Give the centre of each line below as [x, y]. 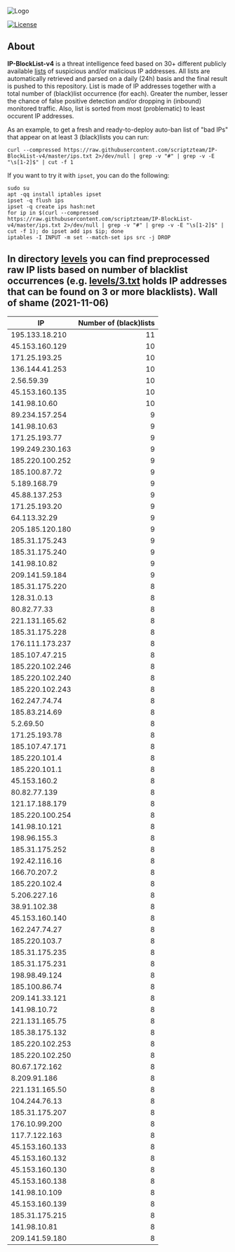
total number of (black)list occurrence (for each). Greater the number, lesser [117, 93]
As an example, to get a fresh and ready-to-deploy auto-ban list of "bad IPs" [118, 129]
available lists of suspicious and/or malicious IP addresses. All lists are [109, 71]
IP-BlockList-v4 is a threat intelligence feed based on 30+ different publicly [117, 63]
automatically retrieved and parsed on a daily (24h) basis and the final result [117, 78]
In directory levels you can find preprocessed [109, 259]
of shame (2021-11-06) [58, 303]
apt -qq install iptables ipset [54, 194]
